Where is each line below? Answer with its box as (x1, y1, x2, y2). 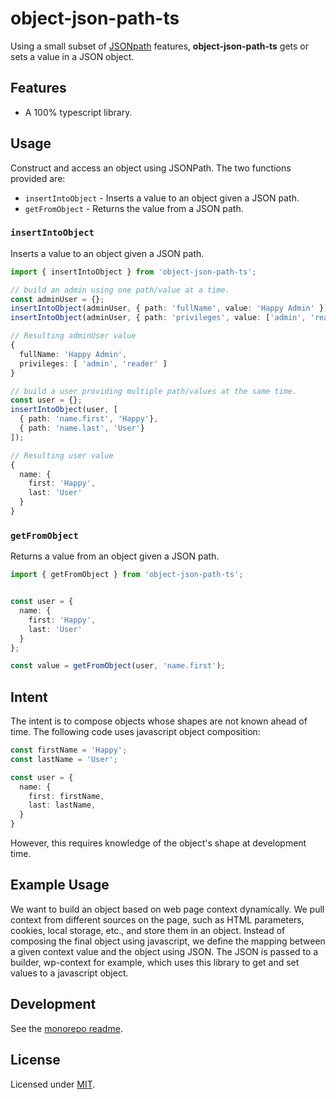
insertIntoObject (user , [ (10, 405, 118, 415)
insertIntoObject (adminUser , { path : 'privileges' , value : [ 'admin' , (10, 313, 307, 323)
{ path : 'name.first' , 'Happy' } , (19, 414, 159, 424)
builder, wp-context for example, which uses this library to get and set (10, 956, 300, 968)
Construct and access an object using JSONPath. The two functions (10, 162, 292, 174)
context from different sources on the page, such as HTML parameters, (10, 913, 305, 926)
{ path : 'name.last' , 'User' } (19, 423, 145, 434)
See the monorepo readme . (10, 1022, 123, 1034)
